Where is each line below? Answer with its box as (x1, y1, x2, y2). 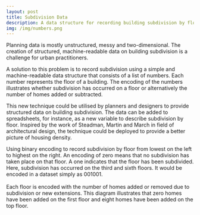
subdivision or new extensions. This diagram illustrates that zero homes (6, 189, 182, 197)
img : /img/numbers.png (6, 25, 62, 31)
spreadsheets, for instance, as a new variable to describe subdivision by (6, 115, 184, 122)
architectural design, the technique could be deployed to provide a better (6, 128, 186, 135)
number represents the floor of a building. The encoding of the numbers (6, 78, 183, 86)
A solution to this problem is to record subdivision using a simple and (6, 66, 176, 73)
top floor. (6, 203, 29, 210)
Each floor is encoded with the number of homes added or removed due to (6, 184, 190, 191)
